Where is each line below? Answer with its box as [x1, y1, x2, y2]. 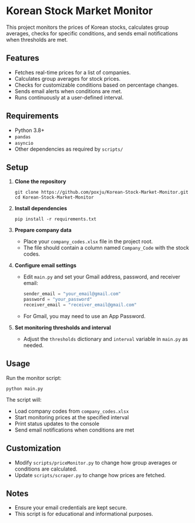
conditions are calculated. [14, 465, 78, 472]
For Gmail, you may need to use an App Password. [23, 313, 146, 319]
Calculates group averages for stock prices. [14, 75, 121, 82]
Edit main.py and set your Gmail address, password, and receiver [23, 273, 180, 280]
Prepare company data [14, 227, 72, 234]
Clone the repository [14, 178, 66, 185]
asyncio [14, 140, 33, 146]
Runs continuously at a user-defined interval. [14, 94, 124, 101]
